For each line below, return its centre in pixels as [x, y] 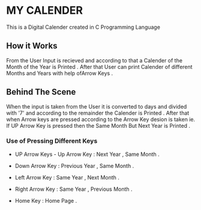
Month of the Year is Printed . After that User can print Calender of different [100, 67]
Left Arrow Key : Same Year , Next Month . [67, 177]
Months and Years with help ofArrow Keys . [60, 73]
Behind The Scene [41, 92]
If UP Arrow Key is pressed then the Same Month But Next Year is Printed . [98, 125]
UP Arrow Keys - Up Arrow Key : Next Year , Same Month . [87, 154]
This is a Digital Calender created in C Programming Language [83, 27]
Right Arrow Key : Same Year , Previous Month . [74, 189]
